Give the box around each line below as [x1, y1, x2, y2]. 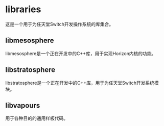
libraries [5, 4, 41, 15]
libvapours [5, 101, 40, 110]
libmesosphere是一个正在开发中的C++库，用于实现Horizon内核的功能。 [5, 50, 156, 57]
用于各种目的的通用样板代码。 [5, 115, 68, 121]
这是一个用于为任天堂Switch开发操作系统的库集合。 [5, 21, 114, 27]
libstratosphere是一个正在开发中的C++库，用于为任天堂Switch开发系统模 [5, 80, 159, 86]
